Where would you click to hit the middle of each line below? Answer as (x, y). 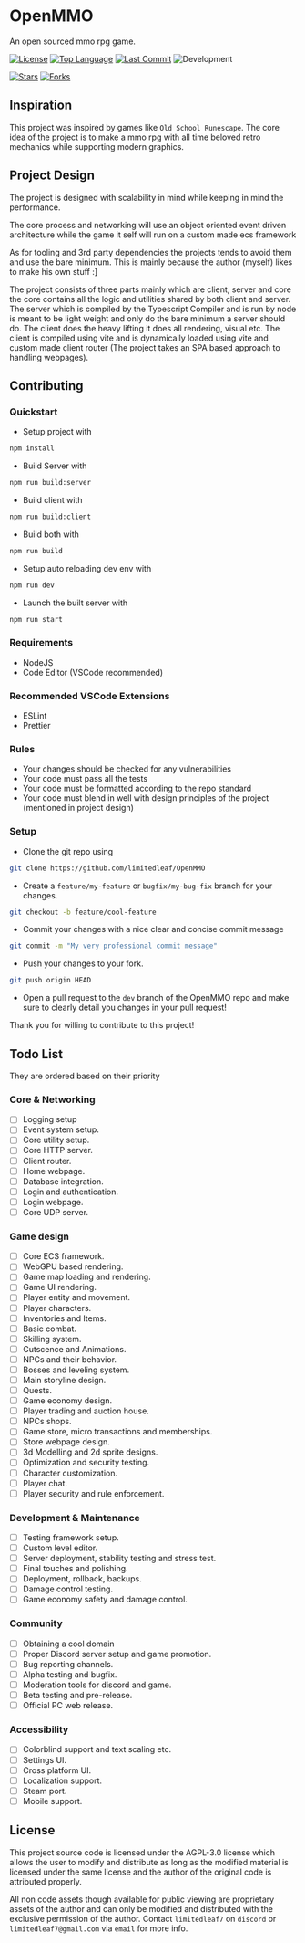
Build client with (52, 500)
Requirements (41, 643)
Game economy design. (67, 1401)
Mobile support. (52, 1801)
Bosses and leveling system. (76, 1370)
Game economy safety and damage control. (105, 1600)
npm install (32, 448)
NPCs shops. (47, 1422)
